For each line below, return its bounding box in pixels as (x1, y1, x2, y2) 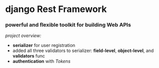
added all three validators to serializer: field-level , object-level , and (12, 47, 154, 53)
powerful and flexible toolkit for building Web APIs (5, 21, 131, 28)
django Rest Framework (5, 3, 107, 15)
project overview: (5, 32, 41, 38)
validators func (12, 53, 45, 59)
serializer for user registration (12, 42, 76, 48)
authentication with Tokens (12, 58, 71, 64)
